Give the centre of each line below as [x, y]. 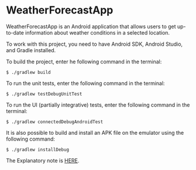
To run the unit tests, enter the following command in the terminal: [85, 83]
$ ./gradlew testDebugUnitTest [44, 94]
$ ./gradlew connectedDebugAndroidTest [55, 122]
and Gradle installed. [31, 50]
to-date [15, 32]
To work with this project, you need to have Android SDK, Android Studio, [94, 44]
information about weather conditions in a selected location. [98, 32]
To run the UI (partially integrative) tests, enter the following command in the [98, 105]
